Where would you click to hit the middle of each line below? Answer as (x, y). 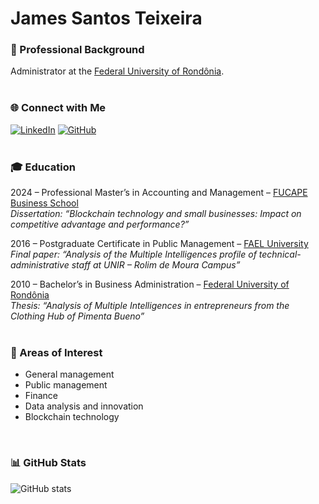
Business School (44, 203)
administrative (40, 265)
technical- (280, 254)
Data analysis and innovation (84, 406)
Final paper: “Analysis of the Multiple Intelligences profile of (133, 254)
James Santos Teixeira (106, 18)
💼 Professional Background (77, 50)
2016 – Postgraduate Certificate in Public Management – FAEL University (159, 244)
